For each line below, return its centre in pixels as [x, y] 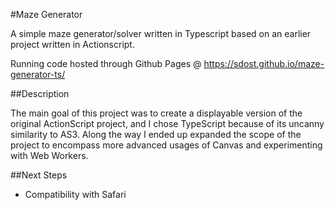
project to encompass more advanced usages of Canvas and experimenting [166, 145]
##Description [40, 93]
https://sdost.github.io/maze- [264, 63]
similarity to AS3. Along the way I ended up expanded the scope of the [156, 134]
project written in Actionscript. [72, 44]
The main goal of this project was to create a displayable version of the [156, 113]
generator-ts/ [38, 74]
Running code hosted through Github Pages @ [106, 63]
